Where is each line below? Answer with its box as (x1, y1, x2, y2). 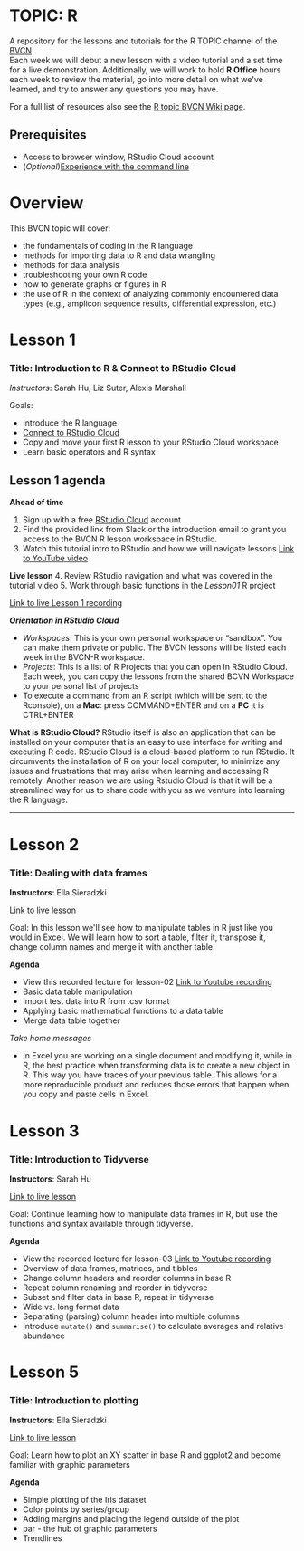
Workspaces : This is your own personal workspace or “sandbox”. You (22, 632, 283, 643)
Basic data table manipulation (22, 986, 133, 997)
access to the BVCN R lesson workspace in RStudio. (22, 533, 217, 544)
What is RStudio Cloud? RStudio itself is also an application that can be (9, 726, 276, 738)
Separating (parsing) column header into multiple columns (22, 1310, 240, 1322)
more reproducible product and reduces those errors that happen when (22, 1079, 290, 1090)
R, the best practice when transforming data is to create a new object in (22, 1060, 290, 1071)
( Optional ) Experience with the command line (22, 160, 190, 172)
